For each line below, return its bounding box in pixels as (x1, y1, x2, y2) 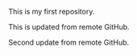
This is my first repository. (8, 7, 95, 16)
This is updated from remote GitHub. (8, 22, 131, 31)
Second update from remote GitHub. (8, 37, 130, 47)
